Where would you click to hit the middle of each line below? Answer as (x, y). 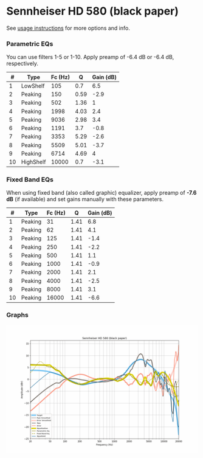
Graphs (17, 315)
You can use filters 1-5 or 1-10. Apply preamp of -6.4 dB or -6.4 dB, (90, 57)
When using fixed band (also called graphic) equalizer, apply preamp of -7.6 (101, 193)
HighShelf (33, 162)
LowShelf (33, 86)
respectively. (22, 64)
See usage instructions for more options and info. (68, 28)
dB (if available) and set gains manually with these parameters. (85, 200)
